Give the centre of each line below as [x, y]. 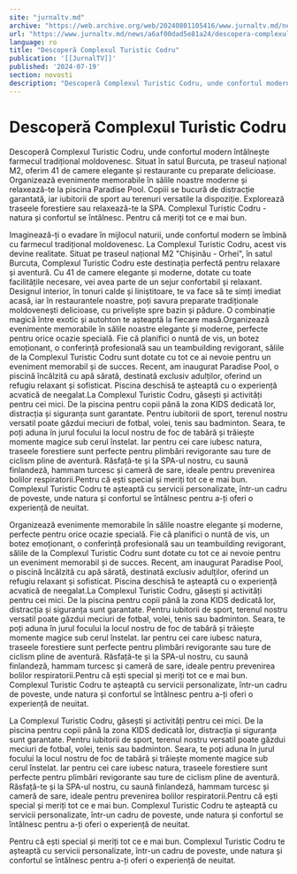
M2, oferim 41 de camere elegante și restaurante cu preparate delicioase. [143, 170]
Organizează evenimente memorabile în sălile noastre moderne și [128, 180]
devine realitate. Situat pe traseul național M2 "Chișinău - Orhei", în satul [141, 253]
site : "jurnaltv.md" [47, 17]
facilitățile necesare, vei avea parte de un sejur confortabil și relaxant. [136, 282]
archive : [25, 26]
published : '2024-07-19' [55, 67]
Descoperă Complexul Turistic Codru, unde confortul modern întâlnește [139, 151]
